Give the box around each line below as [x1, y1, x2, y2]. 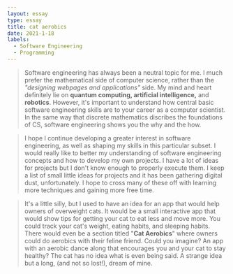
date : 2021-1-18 [7, 29, 54, 37]
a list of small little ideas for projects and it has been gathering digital [24, 171, 223, 179]
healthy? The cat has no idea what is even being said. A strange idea [24, 251, 223, 259]
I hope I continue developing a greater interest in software [24, 134, 191, 142]
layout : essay [7, 10, 49, 17]
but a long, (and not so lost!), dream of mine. [24, 259, 153, 267]
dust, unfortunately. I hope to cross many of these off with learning [24, 178, 217, 187]
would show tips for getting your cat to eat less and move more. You [24, 214, 221, 222]
